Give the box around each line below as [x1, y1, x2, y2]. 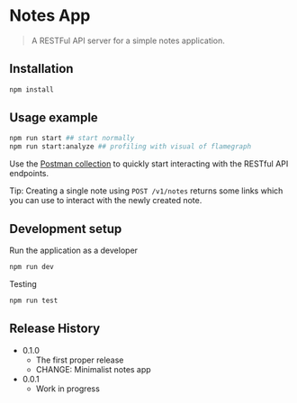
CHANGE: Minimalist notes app [35, 363, 151, 374]
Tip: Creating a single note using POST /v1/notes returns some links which [9, 185, 283, 196]
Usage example [9, 110, 99, 126]
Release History [9, 321, 101, 336]
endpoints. [9, 168, 49, 179]
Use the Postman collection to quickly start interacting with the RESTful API [9, 158, 289, 169]
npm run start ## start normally [9, 134, 135, 143]
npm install [9, 85, 54, 94]
